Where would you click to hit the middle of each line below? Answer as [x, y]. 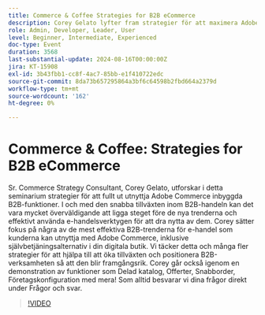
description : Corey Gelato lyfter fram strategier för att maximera [123, 23]
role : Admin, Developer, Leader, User [72, 30]
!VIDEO [39, 303]
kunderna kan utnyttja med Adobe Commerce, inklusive [99, 238]
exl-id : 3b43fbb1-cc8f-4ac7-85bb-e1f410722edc [86, 74]
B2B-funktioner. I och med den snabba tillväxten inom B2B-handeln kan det [131, 205]
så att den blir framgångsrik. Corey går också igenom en [148, 263]
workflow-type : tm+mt [44, 89]
